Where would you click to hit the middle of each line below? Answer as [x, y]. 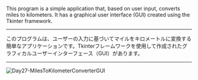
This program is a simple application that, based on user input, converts [93, 9]
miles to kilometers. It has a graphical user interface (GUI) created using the [98, 15]
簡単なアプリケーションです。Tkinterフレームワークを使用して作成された [94, 46]
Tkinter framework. [29, 21]
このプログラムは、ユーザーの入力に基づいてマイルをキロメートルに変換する [99, 39]
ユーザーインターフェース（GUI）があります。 [87, 53]
